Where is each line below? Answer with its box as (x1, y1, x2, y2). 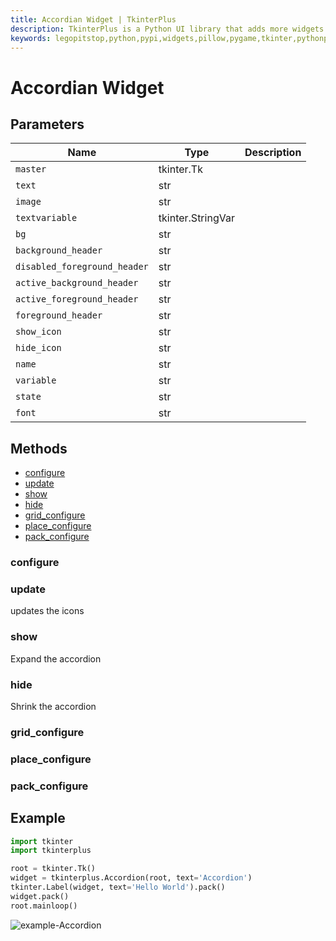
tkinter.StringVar (158, 211, 235, 225)
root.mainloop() (10, 901, 78, 911)
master (15, 164, 47, 175)
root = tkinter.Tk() (10, 864, 97, 874)
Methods (10, 440, 68, 457)
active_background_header (15, 277, 139, 289)
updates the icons (10, 605, 85, 617)
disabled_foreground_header (15, 261, 149, 273)
